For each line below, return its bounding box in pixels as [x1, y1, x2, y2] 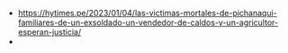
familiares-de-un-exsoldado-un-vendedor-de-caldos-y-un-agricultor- [17, 17, 279, 28]
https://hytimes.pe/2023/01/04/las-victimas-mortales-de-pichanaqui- [17, 8, 277, 18]
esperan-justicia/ [17, 27, 82, 37]
